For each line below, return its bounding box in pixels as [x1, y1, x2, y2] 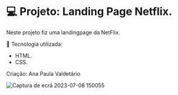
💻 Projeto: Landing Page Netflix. [6, 5, 173, 19]
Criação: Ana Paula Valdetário [6, 70, 80, 77]
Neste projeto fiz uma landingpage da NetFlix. [6, 28, 121, 36]
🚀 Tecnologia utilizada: [6, 40, 63, 47]
